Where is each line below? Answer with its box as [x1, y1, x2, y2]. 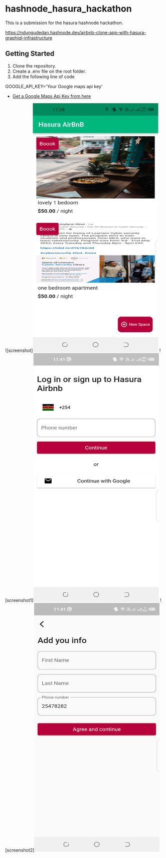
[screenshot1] [5, 597, 34, 603]
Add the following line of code [12, 74, 75, 80]
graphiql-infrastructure [5, 35, 53, 41]
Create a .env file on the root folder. [12, 68, 86, 74]
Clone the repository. [12, 63, 56, 69]
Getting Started [5, 49, 55, 58]
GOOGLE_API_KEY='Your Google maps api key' [5, 83, 103, 89]
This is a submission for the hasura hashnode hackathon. [5, 20, 123, 26]
